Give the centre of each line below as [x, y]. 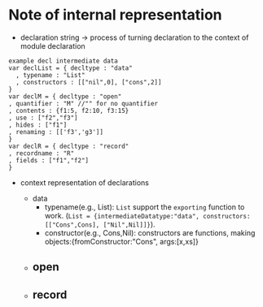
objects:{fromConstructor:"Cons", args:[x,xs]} [122, 241]
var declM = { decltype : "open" [65, 96]
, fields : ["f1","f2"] [49, 160]
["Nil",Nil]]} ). [129, 224]
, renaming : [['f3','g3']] [56, 132]
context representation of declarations [84, 182]
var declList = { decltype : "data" [70, 68]
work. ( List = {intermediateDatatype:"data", [122, 215]
